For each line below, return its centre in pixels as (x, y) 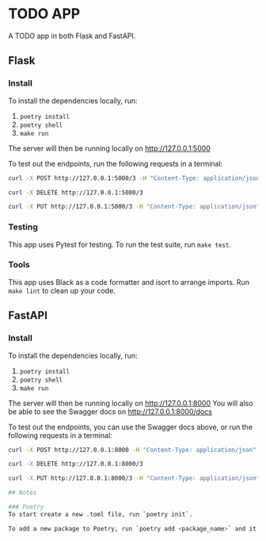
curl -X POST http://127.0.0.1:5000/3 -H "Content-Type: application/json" (136, 178)
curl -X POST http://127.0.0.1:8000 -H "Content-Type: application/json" (133, 450)
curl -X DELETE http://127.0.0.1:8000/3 (76, 464)
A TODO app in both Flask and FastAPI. (72, 36)
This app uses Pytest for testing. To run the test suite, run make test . (120, 244)
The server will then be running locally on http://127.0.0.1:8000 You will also (131, 403)
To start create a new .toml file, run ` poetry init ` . (101, 514)
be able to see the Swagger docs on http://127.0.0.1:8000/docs (110, 411)
